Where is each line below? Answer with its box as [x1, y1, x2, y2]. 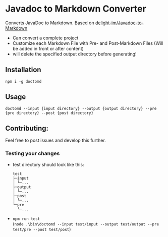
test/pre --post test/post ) [12, 226, 71, 232]
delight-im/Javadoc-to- [95, 20, 144, 26]
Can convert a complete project [12, 35, 79, 41]
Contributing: [5, 124, 49, 133]
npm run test [12, 216, 40, 221]
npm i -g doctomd [5, 79, 42, 84]
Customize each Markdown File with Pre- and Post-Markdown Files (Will [12, 40, 163, 46]
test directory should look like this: [12, 161, 84, 167]
